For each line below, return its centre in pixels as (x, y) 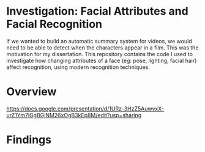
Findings (29, 140)
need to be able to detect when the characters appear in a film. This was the (102, 48)
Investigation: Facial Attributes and (97, 11)
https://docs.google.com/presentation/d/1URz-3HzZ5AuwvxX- (85, 109)
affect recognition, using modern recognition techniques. (78, 67)
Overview (32, 92)
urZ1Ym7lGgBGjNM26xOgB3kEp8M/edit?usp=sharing (74, 115)
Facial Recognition (54, 24)
